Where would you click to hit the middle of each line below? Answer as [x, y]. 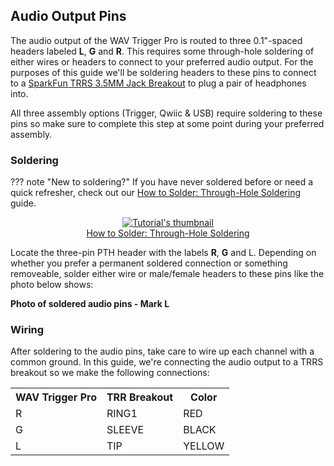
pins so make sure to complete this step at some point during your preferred [167, 123]
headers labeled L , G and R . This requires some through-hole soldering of [162, 51]
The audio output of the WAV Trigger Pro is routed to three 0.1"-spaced [156, 40]
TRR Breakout [140, 397]
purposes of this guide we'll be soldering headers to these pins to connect [163, 72]
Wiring [27, 330]
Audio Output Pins [68, 16]
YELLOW [204, 446]
